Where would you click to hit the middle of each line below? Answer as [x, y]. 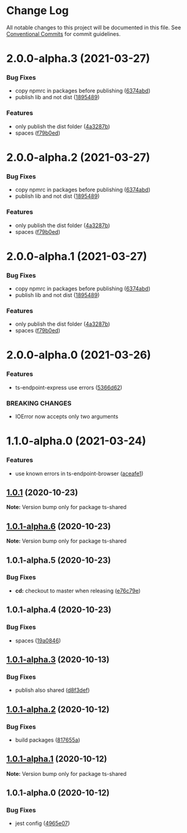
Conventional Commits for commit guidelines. [63, 33]
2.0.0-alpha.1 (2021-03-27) [77, 256]
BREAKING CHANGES [39, 403]
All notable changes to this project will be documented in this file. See [94, 27]
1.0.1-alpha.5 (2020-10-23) [59, 560]
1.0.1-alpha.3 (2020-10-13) [58, 659]
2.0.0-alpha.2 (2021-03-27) [78, 157]
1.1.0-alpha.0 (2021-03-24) [76, 441]
